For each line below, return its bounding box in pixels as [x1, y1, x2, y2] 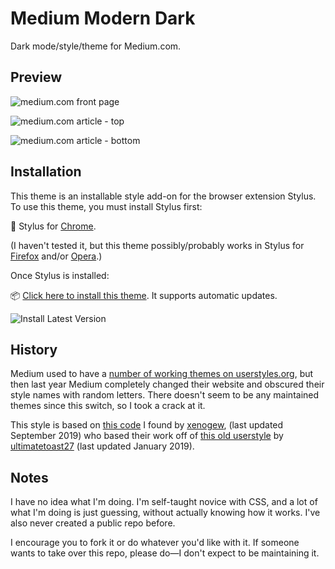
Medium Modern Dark [10, 7, 196, 30]
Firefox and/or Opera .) [10, 250, 103, 262]
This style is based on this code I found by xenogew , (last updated [10, 419, 284, 431]
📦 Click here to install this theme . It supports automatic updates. [10, 289, 278, 301]
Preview [10, 69, 63, 86]
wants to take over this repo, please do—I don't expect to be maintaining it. [10, 547, 320, 559]
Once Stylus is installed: [10, 269, 110, 281]
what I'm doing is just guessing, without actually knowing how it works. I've [10, 507, 321, 519]
